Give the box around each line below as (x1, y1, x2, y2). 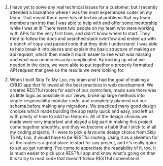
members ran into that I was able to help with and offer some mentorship (9, 20, 158, 26)
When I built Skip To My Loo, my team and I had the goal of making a (9, 77, 150, 83)
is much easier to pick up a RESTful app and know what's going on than (9, 150, 156, 156)
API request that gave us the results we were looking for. (9, 67, 125, 73)
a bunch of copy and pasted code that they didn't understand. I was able (9, 41, 158, 46)
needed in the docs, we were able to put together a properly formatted (9, 62, 154, 68)
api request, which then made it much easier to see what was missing (9, 51, 151, 57)
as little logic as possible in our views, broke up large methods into (9, 92, 145, 98)
